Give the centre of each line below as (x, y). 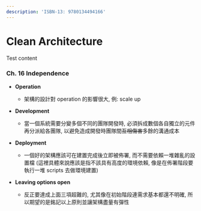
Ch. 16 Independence (38, 74)
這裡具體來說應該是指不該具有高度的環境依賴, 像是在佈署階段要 (116, 162)
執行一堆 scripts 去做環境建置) (61, 170)
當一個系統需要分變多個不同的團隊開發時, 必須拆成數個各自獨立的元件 (109, 123)
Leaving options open (43, 182)
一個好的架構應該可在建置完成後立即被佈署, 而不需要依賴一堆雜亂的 (107, 155)
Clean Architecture (55, 41)
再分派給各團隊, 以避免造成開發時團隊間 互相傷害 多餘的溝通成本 (102, 131)
